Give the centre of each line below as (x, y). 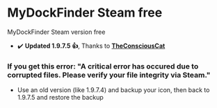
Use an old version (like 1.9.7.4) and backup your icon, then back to (113, 90)
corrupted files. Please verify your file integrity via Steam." (109, 75)
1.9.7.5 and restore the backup (61, 98)
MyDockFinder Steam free (85, 13)
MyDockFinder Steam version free (56, 32)
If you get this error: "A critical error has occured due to (103, 66)
